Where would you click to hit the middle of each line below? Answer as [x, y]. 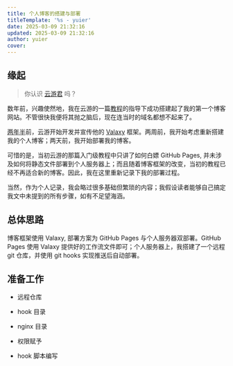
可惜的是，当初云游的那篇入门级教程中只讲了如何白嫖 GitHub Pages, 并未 [112, 155]
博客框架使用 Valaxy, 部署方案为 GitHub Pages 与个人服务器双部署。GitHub [114, 238]
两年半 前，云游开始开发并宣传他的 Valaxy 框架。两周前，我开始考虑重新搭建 [115, 132]
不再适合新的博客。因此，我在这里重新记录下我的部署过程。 [98, 172]
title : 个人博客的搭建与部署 [44, 14]
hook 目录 [32, 312]
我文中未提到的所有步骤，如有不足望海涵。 [68, 195]
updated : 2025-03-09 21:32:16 [51, 33]
